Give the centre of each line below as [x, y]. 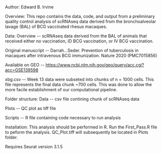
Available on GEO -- [25, 65]
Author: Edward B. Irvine [29, 7]
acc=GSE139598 [22, 70]
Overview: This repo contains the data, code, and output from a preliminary [80, 16]
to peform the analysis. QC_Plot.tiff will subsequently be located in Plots [77, 132]
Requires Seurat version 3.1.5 [34, 147]
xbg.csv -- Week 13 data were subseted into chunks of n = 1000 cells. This [80, 79]
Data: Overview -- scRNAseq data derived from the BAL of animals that [76, 36]
